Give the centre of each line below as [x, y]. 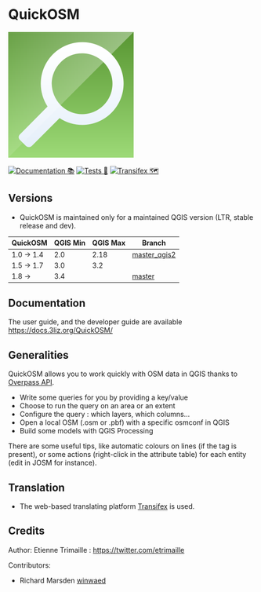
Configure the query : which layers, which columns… [105, 415]
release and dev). [48, 225]
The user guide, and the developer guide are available [95, 322]
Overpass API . [31, 382]
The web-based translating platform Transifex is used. [107, 506]
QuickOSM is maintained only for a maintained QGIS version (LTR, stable [136, 217]
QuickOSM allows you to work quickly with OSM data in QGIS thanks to [123, 374]
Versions [31, 198]
